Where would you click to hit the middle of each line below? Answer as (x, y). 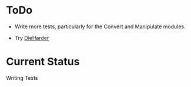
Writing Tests (22, 78)
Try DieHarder (32, 38)
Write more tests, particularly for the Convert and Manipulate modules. (100, 26)
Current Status (43, 62)
